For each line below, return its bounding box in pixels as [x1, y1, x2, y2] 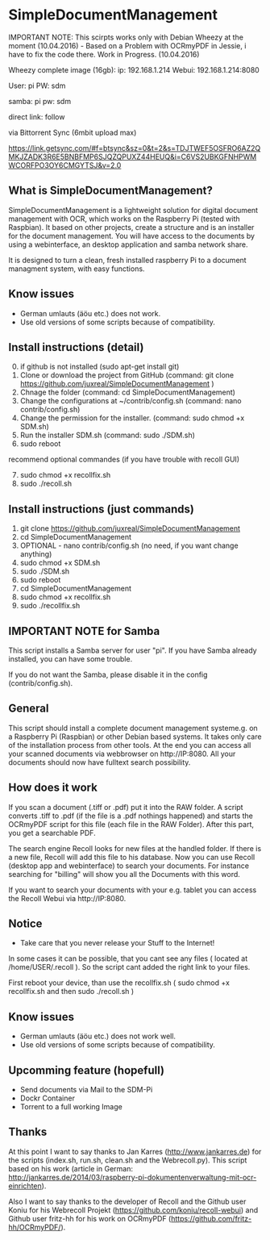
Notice [8, 917, 43, 931]
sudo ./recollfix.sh [19, 601, 81, 611]
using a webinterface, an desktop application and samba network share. [8, 240, 248, 249]
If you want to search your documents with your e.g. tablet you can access [8, 885, 257, 895]
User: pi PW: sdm [8, 81, 66, 90]
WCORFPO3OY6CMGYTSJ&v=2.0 [8, 160, 122, 170]
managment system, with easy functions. [8, 264, 145, 273]
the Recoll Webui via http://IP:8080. [8, 893, 127, 903]
